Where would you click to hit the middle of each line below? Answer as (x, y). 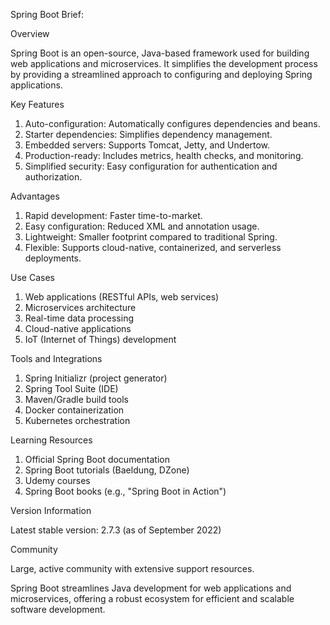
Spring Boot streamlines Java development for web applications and (151, 588)
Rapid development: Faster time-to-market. (113, 215)
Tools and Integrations (56, 358)
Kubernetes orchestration (77, 420)
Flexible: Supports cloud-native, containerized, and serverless (153, 247)
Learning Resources (51, 440)
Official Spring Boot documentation (97, 459)
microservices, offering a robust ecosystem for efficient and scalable (152, 598)
